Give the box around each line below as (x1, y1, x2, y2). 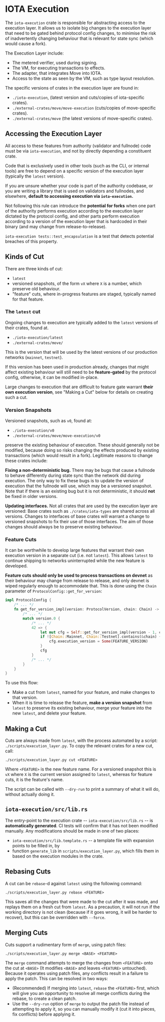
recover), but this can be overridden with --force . (5, 914, 106, 920)
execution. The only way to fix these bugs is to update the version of (5, 478, 144, 484)
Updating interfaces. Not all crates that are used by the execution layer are (5, 503, 158, 509)
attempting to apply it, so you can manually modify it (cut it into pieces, (12, 1006, 156, 1012)
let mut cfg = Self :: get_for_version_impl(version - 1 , (40, 630, 157, 635)
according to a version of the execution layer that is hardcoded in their (5, 218, 147, 224)
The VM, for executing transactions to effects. (12, 65, 106, 71)
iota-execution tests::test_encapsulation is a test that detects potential (5, 233, 154, 239)
